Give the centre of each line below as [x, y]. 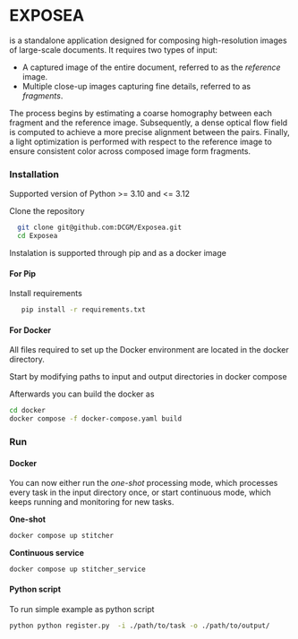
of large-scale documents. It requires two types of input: [113, 49]
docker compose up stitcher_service [77, 569]
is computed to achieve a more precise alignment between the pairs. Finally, [149, 132]
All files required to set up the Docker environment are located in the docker [149, 350]
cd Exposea [38, 236]
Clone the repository [47, 211]
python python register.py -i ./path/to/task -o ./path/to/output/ [140, 626]
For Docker [30, 330]
